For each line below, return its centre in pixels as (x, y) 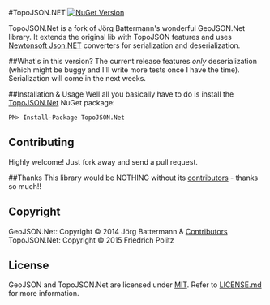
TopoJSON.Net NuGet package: (62, 103)
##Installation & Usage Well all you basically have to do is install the (121, 94)
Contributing (41, 142)
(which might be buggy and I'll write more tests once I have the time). (124, 70)
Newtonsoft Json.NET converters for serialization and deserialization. (124, 45)
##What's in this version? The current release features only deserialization (133, 61)
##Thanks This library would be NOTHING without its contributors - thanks (133, 178)
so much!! (25, 186)
